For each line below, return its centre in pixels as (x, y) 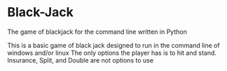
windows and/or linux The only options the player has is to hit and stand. (112, 53)
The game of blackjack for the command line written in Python (97, 32)
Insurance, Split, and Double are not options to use (81, 60)
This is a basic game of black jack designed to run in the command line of (113, 45)
